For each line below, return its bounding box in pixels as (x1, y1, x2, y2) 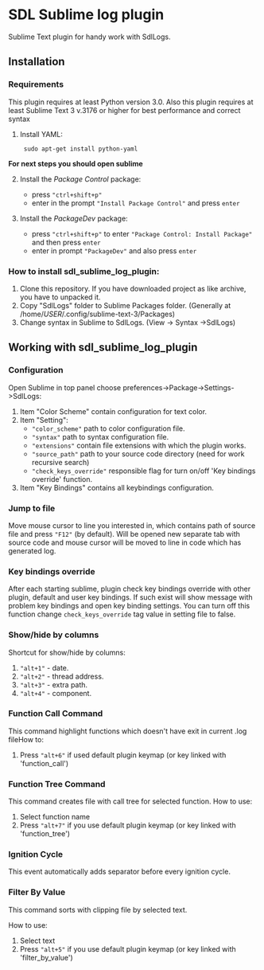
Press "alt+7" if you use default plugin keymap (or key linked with (19, 820, 236, 830)
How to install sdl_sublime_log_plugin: (8, 265, 160, 276)
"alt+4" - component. (19, 688, 92, 698)
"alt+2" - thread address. (19, 671, 104, 681)
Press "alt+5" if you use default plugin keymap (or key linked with (19, 944, 236, 953)
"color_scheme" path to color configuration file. (31, 424, 185, 433)
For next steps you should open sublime (8, 158, 143, 168)
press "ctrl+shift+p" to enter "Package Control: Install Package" (31, 229, 253, 238)
